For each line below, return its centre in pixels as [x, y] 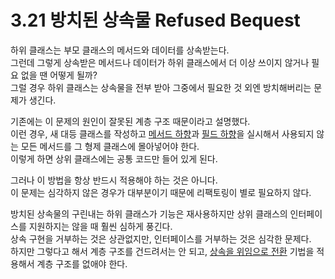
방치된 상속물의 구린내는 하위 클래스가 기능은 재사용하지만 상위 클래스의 [149, 213]
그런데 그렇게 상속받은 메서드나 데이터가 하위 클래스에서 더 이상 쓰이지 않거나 [160, 62]
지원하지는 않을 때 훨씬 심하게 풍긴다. [100, 226]
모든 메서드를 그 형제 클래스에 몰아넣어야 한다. [110, 146]
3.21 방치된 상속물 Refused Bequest [155, 20]
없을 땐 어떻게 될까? [59, 75]
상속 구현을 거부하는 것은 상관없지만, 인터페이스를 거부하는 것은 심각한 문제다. [161, 238]
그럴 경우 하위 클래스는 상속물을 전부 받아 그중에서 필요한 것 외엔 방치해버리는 [161, 87]
